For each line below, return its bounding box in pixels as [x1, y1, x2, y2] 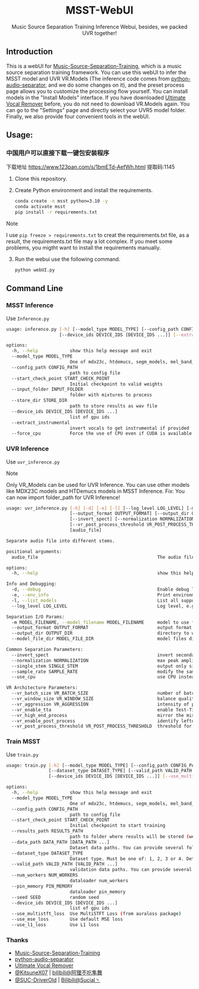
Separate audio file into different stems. [6, 538, 115, 544]
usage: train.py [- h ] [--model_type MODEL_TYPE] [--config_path [6, 763, 168, 768]
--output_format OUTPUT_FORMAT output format [11, 625, 192, 631]
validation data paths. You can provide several [69, 867, 192, 873]
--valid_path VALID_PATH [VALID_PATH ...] [11, 861, 118, 867]
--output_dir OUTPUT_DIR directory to [11, 630, 190, 636]
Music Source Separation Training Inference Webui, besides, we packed [11, 23, 188, 30]
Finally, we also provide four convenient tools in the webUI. [6, 113, 150, 120]
